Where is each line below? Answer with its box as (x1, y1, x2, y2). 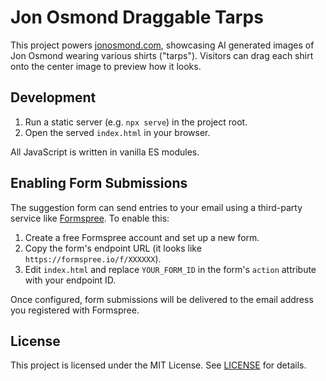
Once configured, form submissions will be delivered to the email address (10, 293, 314, 305)
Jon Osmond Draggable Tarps (10, 6, 264, 29)
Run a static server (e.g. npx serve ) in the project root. (24, 116, 248, 128)
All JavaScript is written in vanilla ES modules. (10, 146, 200, 158)
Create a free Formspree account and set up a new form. (24, 231, 260, 243)
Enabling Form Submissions (10, 175, 188, 192)
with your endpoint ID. (24, 274, 117, 286)
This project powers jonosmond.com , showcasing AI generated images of (10, 39, 315, 51)
